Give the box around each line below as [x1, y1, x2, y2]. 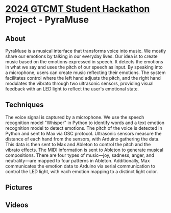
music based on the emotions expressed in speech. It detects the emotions [5, 59, 163, 64]
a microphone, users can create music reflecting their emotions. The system [5, 69, 166, 76]
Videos [5, 200, 29, 209]
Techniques [5, 101, 44, 109]
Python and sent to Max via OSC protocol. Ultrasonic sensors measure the [5, 130, 162, 136]
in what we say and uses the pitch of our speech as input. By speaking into [5, 64, 163, 70]
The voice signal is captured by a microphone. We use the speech [5, 114, 144, 120]
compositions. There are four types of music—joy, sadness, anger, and [5, 152, 154, 158]
